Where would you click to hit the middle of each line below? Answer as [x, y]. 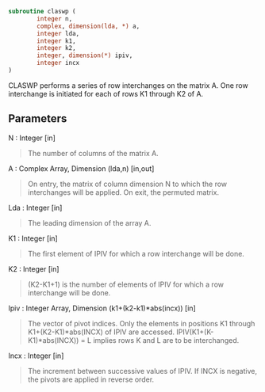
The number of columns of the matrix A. [93, 153]
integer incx [58, 63]
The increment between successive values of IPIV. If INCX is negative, [142, 371]
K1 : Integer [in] [33, 238]
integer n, [55, 19]
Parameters [38, 119]
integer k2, [57, 48]
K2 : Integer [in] [34, 268]
